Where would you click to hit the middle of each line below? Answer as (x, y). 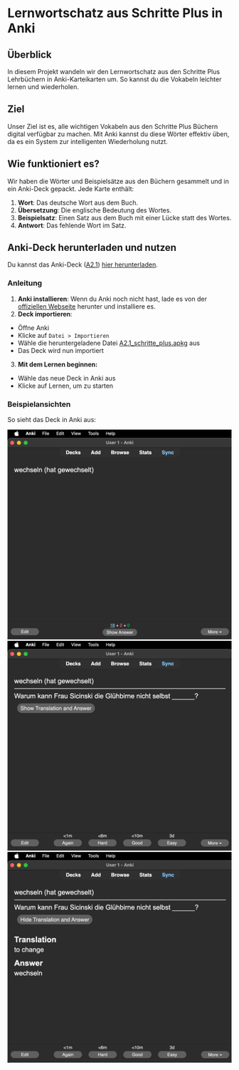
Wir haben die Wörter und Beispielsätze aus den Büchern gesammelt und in (118, 181)
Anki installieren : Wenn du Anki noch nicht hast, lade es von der (112, 299)
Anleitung (25, 283)
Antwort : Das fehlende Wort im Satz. (72, 225)
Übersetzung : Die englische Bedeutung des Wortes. (95, 210)
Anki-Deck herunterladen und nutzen (92, 248)
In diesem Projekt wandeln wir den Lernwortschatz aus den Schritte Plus (114, 72)
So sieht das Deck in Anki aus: (52, 420)
